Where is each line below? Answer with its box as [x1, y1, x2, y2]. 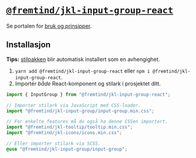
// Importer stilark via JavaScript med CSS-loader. [6, 102, 141, 108]
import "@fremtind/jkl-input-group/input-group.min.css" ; [6, 108, 155, 114]
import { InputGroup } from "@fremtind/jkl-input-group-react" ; [6, 92, 171, 98]
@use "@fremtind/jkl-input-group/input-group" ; [6, 146, 128, 152]
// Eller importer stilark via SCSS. [6, 141, 101, 147]
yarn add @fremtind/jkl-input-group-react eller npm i [14, 67, 150, 74]
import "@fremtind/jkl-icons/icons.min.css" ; [6, 130, 122, 136]
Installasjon [6, 39, 51, 50]
